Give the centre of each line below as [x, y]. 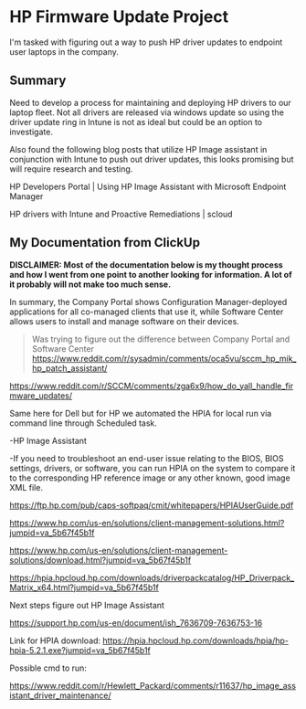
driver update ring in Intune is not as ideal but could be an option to [136, 122]
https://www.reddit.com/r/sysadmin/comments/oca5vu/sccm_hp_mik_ [164, 358]
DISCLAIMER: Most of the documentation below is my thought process [146, 265]
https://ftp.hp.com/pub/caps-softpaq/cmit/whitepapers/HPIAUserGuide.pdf [152, 505]
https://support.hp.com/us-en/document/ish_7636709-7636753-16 [136, 622]
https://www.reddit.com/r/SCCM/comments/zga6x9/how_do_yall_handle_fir [152, 386]
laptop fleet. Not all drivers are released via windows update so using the [147, 112]
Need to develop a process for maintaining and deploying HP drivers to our [151, 102]
